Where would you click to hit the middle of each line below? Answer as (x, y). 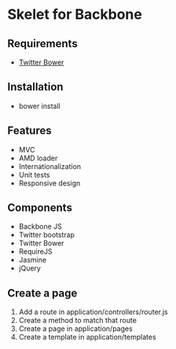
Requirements (42, 44)
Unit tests (34, 174)
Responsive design (49, 183)
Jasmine (33, 260)
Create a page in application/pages (75, 329)
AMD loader (38, 158)
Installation (35, 87)
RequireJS (35, 252)
